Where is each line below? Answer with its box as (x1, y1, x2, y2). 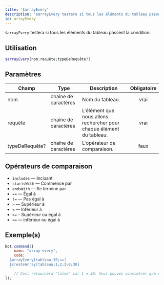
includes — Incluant (12, 175, 53, 181)
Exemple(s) (5, 231, 41, 240)
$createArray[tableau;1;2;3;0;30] (9, 262, 80, 267)
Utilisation (5, 44, 37, 52)
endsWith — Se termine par (12, 185, 66, 191)
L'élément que (82, 107, 115, 114)
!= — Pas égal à (12, 196, 44, 202)
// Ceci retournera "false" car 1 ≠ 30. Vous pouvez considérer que (14, 271, 156, 276)
